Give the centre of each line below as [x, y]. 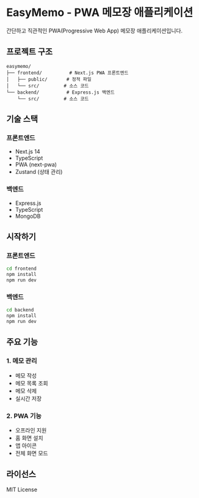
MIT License [22, 489]
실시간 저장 [28, 398]
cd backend [20, 310]
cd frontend [21, 269]
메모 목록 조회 [31, 383]
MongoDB [28, 216]
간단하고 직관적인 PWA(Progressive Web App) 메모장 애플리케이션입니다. [95, 31]
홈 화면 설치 [29, 437]
